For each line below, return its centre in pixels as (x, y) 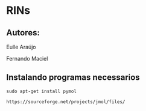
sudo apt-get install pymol (42, 91)
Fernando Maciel (27, 58)
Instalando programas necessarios (73, 78)
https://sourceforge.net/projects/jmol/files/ (66, 102)
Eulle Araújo (21, 47)
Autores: (23, 33)
